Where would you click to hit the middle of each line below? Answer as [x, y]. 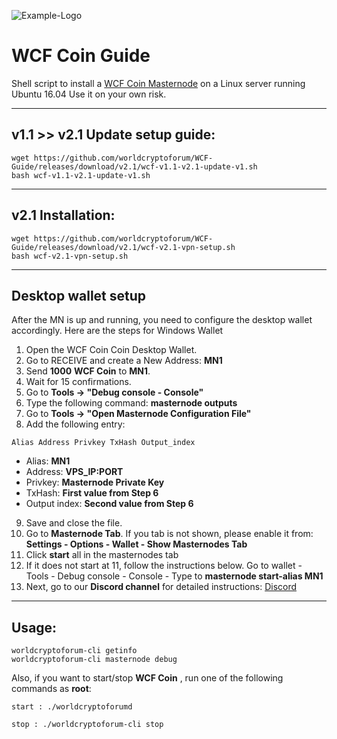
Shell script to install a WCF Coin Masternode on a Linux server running [158, 83]
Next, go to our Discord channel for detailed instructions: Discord [161, 587]
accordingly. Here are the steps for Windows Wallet [117, 331]
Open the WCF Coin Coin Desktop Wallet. [111, 350]
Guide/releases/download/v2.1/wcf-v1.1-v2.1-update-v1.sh [134, 166]
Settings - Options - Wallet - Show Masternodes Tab [136, 544]
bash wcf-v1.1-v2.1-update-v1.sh [81, 175]
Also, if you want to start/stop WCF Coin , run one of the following [147, 678]
